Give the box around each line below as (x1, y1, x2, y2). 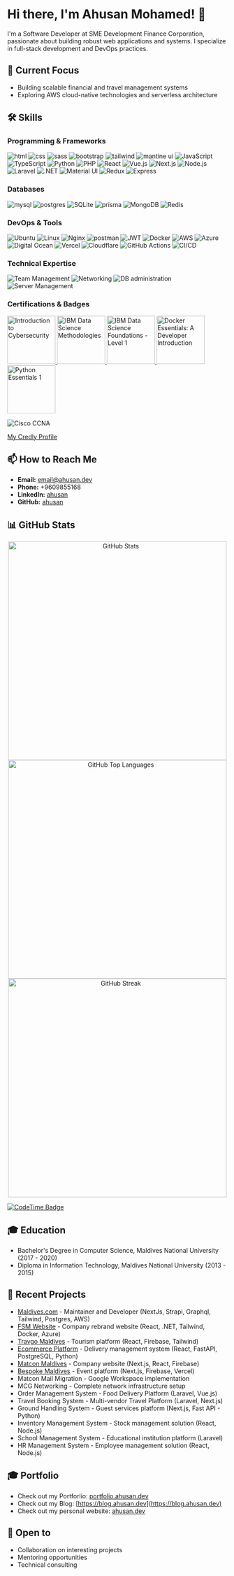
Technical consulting (17, 1560, 78, 1569)
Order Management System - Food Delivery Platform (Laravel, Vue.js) (17, 1389, 218, 1398)
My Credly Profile (7, 432, 58, 441)
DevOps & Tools (7, 218, 63, 227)
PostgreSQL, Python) (17, 1351, 78, 1360)
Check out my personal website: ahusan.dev (17, 1507, 145, 1515)
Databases (7, 185, 45, 194)
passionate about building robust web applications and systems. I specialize (7, 36, 226, 45)
